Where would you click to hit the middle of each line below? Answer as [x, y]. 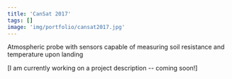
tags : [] [20, 20]
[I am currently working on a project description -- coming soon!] [103, 68]
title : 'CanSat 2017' [39, 14]
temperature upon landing [45, 54]
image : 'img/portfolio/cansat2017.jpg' [66, 27]
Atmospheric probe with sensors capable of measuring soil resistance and [116, 47]
